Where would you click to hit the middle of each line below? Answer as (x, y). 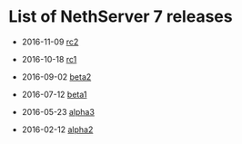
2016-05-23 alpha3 (58, 111)
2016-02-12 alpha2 (57, 130)
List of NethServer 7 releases (121, 17)
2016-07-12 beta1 (54, 94)
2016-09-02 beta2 (56, 77)
